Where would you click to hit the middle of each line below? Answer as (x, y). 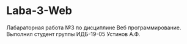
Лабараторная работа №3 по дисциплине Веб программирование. (94, 28)
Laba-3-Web (39, 11)
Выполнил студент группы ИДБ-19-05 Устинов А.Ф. (73, 34)
